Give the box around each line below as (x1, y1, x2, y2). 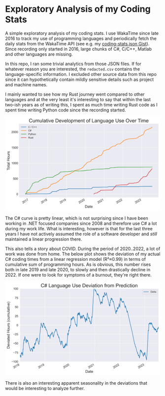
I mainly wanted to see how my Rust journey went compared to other (5, 91, 145, 97)
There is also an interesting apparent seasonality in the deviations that (5, 380, 148, 386)
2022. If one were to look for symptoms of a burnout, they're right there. (5, 272, 152, 278)
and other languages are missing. (5, 51, 73, 57)
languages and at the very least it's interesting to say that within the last (5, 96, 151, 102)
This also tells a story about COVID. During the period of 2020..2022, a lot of (5, 246, 161, 252)
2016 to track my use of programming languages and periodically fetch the (5, 36, 157, 41)
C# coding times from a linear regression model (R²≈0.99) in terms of (5, 256, 146, 262)
